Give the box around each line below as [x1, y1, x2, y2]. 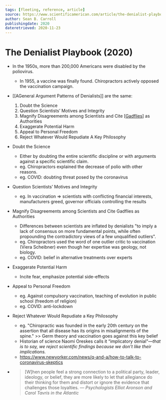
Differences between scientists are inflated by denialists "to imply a [19, 223, 157, 229]
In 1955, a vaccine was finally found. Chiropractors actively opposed [19, 78, 159, 84]
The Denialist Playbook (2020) [5, 47, 133, 58]
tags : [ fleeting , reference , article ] [5, 7, 85, 12]
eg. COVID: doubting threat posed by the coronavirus [19, 174, 128, 180]
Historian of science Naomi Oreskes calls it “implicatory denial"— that [19, 338, 161, 344]
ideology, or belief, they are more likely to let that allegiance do [24, 374, 153, 380]
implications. [19, 349, 46, 355]
